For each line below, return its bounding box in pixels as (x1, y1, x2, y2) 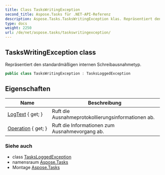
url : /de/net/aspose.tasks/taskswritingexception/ (5, 30, 111, 35)
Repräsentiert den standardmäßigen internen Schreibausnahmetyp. (5, 61, 141, 67)
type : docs (5, 21, 27, 26)
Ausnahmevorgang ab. (52, 128, 104, 135)
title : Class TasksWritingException (5, 7, 80, 12)
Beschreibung (88, 99, 122, 106)
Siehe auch (5, 142, 33, 149)
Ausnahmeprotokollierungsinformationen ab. (52, 114, 155, 121)
